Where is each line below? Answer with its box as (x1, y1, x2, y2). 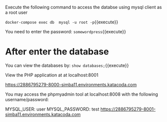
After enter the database (5, 46, 109, 58)
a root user (5, 9, 28, 15)
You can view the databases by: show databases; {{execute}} (5, 62, 129, 68)
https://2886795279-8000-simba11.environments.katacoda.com (5, 81, 137, 87)
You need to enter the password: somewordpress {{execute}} (5, 29, 126, 34)
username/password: (5, 96, 49, 102)
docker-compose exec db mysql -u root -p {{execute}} (5, 19, 119, 25)
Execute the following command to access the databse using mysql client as (5, 4, 162, 10)
